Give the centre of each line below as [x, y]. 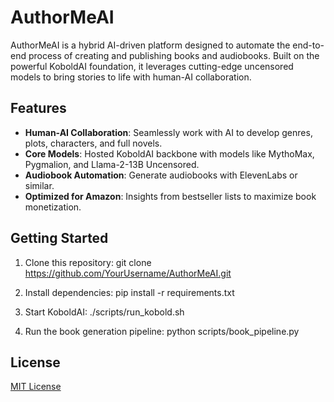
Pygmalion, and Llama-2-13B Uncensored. [112, 164]
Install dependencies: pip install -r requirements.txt [129, 292]
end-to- [308, 45]
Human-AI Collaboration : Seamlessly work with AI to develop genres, [168, 132]
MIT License [36, 387]
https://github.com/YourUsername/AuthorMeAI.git [128, 273]
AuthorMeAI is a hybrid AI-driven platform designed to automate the [150, 45]
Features [38, 108]
